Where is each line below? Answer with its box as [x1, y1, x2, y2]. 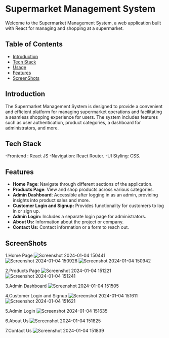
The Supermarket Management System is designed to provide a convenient [5, 103, 163, 109]
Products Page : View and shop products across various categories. [12, 186, 154, 193]
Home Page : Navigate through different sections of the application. [12, 181, 153, 187]
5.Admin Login [5, 308, 35, 314]
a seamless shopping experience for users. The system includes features [5, 114, 158, 120]
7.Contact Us [5, 328, 32, 333]
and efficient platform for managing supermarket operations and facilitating [5, 109, 162, 115]
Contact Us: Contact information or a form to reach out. [12, 224, 129, 230]
